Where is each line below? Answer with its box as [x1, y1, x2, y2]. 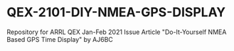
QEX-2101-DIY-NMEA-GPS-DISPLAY [6, 4, 226, 21]
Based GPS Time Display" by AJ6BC [6, 35, 113, 43]
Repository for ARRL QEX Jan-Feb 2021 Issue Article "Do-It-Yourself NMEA [6, 28, 227, 36]
